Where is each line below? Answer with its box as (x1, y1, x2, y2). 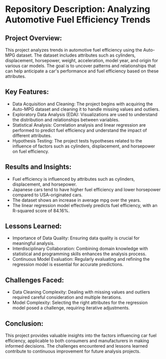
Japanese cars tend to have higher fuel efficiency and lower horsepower (12, 186, 161, 192)
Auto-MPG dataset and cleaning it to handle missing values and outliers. (12, 106, 160, 112)
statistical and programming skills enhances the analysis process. (12, 251, 147, 257)
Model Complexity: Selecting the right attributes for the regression (12, 299, 148, 306)
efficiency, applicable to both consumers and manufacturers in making (5, 338, 150, 344)
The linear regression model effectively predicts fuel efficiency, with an (12, 202, 158, 208)
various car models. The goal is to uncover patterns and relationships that (5, 63, 156, 69)
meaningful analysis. (12, 240, 55, 246)
